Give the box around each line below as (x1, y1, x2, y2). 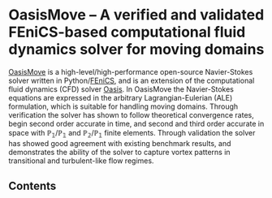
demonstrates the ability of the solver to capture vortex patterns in (8, 147, 231, 157)
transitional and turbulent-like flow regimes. (8, 156, 154, 166)
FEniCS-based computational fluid (8, 23, 246, 41)
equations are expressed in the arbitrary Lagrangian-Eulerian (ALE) (8, 93, 233, 102)
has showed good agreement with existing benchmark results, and (8, 138, 231, 148)
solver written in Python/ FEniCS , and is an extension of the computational (8, 75, 255, 85)
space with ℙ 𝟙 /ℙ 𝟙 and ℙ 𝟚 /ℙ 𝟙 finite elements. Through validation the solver (8, 127, 256, 140)
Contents (8, 179, 57, 193)
